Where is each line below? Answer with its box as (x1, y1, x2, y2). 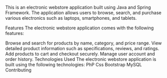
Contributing (5, 67, 32, 73)
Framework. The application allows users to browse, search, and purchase (5, 10, 162, 16)
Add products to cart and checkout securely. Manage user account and (5, 51, 155, 57)
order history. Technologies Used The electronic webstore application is (5, 56, 156, 62)
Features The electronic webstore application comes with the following (5, 25, 154, 31)
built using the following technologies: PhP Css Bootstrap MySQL (5, 62, 142, 67)
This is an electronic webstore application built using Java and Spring (5, 5, 151, 10)
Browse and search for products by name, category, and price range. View (5, 40, 162, 46)
